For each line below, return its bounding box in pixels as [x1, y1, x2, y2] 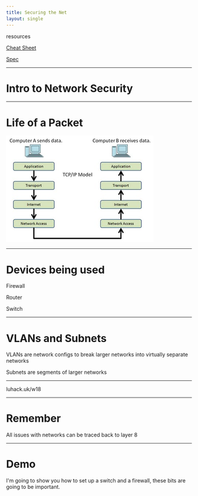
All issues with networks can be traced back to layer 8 [6, 431, 138, 439]
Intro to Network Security [6, 81, 133, 95]
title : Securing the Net [6, 9, 67, 15]
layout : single [6, 15, 44, 22]
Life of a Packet [6, 116, 84, 129]
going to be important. [6, 484, 61, 491]
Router [6, 294, 22, 301]
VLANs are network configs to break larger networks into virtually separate [6, 351, 189, 358]
